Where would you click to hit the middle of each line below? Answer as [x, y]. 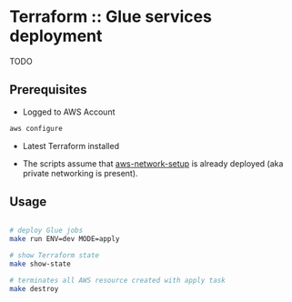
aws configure [36, 128]
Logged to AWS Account [69, 112]
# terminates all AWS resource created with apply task [117, 280]
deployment [56, 36]
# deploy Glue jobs [46, 231]
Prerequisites [48, 90]
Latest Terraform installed [71, 146]
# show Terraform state [55, 256]
